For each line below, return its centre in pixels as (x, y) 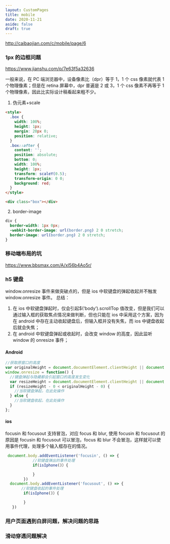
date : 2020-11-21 (24, 19)
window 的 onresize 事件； (41, 340)
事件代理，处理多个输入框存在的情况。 (49, 446)
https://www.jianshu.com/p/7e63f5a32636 (50, 69)
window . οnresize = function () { (39, 372)
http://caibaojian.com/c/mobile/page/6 (46, 43)
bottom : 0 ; (26, 160)
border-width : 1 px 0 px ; (35, 226)
